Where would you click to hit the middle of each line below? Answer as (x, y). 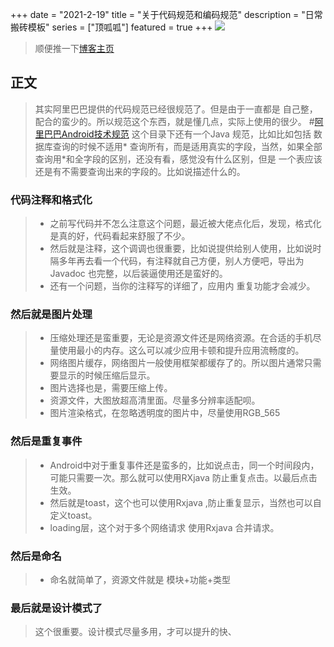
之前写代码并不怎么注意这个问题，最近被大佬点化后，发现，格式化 (185, 224)
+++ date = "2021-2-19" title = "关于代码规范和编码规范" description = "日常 (166, 14)
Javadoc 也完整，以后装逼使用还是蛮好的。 (138, 274)
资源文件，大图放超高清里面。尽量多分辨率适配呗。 (155, 400)
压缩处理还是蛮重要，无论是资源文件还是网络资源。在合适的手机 (181, 338)
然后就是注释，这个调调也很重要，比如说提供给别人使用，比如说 (181, 249)
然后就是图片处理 (51, 315)
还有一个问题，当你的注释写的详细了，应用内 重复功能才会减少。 (182, 286)
